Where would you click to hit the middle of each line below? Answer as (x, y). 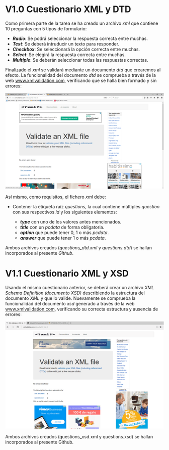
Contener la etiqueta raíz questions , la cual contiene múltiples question (86, 206)
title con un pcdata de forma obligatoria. (62, 227)
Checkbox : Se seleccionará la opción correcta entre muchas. (76, 49)
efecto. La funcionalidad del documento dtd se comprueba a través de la (80, 75)
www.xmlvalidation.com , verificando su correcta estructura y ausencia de (82, 309)
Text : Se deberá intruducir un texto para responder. (66, 43)
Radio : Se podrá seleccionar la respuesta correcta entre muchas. (80, 38)
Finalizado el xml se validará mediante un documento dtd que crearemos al (83, 70)
